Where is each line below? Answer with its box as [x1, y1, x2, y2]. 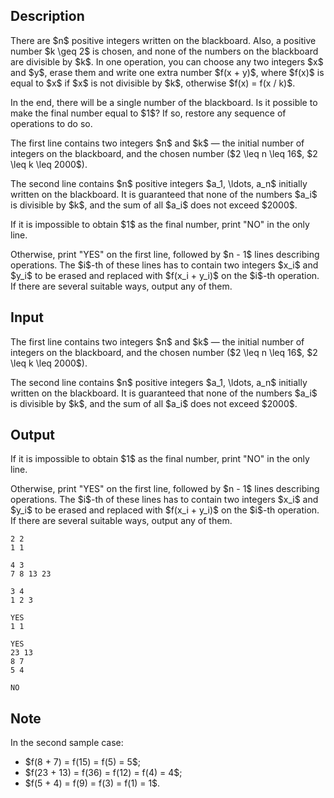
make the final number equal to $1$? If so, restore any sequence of [10, 107, 287, 119]
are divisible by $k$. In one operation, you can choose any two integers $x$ [10, 55, 324, 68]
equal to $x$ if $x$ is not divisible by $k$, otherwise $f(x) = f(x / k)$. [10, 77, 296, 89]
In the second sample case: [10, 737, 124, 749]
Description [10, 8, 85, 25]
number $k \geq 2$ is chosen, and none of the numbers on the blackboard [10, 45, 319, 57]
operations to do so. [10, 117, 93, 129]
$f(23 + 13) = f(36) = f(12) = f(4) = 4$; [24, 767, 183, 779]
